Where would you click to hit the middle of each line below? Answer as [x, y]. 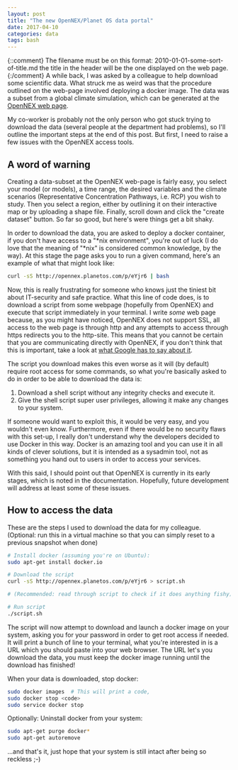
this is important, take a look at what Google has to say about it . [100, 350]
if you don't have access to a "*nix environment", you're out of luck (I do [113, 240]
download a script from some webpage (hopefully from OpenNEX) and [110, 304]
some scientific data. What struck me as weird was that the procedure [110, 83]
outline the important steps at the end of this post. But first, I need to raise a [118, 135]
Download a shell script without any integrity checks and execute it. [116, 392]
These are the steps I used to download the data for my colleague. [104, 527]
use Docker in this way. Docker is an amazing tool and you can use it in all [115, 444]
